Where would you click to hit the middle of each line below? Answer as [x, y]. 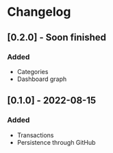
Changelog [39, 12]
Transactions [35, 135]
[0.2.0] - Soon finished [57, 37]
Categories [33, 71]
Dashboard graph [42, 79]
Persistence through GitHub [56, 142]
